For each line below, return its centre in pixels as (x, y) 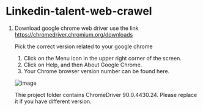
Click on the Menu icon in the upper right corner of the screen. (102, 58)
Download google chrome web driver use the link (76, 28)
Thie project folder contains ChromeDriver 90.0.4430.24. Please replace (106, 95)
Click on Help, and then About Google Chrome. (83, 65)
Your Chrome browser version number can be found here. (97, 71)
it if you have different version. (53, 101)
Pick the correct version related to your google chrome (84, 46)
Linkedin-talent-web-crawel (79, 11)
